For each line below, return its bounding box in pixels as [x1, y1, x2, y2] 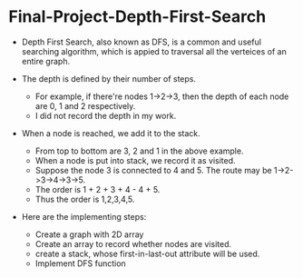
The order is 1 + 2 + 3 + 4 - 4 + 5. [34, 184, 161, 194]
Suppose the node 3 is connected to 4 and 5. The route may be [34, 164, 273, 175]
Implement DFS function [34, 257, 126, 269]
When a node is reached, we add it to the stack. [21, 127, 200, 138]
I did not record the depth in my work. [34, 110, 177, 121]
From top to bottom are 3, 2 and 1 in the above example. [34, 145, 244, 156]
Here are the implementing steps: [21, 211, 147, 222]
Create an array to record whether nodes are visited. [34, 238, 232, 249]
